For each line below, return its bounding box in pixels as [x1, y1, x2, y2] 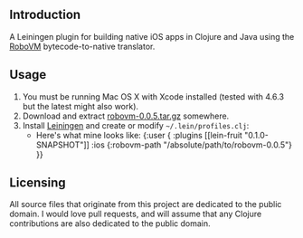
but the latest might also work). [22, 100, 138, 111]
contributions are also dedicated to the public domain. [9, 218, 211, 229]
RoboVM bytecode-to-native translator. [9, 41, 156, 52]
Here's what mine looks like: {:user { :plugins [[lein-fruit [35, 129, 242, 140]
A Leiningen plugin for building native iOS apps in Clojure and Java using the [9, 31, 295, 42]
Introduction [9, 7, 81, 23]
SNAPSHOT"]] [35, 139, 90, 150]
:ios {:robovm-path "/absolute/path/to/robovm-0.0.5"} [91, 139, 292, 150]
